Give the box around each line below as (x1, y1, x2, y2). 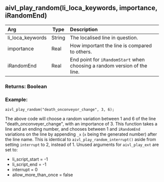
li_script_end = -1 (12, 162, 46, 167)
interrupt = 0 (12, 167, 38, 173)
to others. (70, 48, 92, 55)
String (51, 34, 65, 41)
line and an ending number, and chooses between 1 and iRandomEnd (5, 126, 141, 132)
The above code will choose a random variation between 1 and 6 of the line (5, 116, 156, 121)
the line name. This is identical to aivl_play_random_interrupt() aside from (5, 137, 156, 142)
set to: (5, 147, 18, 153)
